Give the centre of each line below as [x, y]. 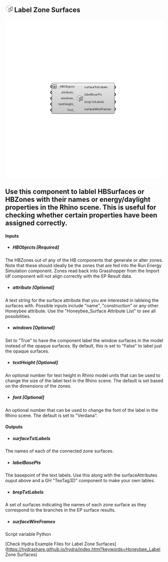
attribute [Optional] [33, 288]
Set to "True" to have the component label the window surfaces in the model [84, 340]
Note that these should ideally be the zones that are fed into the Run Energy [83, 265]
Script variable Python [28, 534]
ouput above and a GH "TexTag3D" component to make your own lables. [80, 481]
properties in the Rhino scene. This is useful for [81, 208]
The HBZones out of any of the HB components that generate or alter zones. [84, 260]
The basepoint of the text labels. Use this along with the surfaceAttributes [81, 475]
